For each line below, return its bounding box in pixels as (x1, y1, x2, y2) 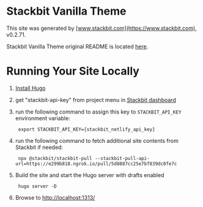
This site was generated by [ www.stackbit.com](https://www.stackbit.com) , (6, 24, 197, 32)
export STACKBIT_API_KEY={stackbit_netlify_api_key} (18, 126, 155, 133)
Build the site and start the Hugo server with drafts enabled (15, 171, 164, 178)
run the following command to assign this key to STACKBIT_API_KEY (15, 108, 182, 115)
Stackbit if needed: (15, 143, 63, 151)
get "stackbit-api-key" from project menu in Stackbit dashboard (15, 96, 176, 103)
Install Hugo (15, 84, 46, 92)
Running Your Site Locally (6, 64, 139, 78)
